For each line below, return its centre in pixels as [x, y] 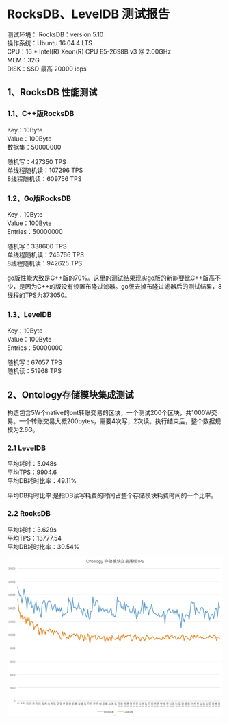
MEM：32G [23, 60]
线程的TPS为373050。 [39, 295]
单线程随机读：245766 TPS [45, 254]
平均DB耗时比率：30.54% [43, 547]
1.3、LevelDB [30, 314]
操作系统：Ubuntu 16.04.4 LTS [50, 43]
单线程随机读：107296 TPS [45, 170]
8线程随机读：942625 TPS [45, 263]
